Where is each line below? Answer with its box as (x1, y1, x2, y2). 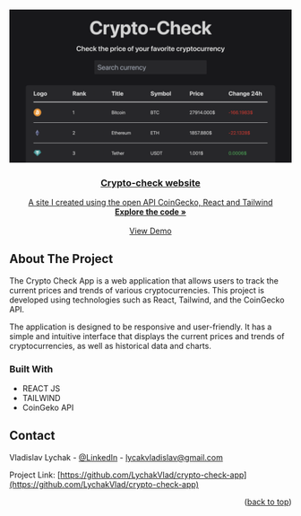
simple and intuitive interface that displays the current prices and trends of (9, 330, 285, 341)
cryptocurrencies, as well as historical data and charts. (9, 340, 212, 351)
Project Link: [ (9, 469, 61, 480)
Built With (9, 363, 54, 375)
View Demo (129, 225, 172, 236)
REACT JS (21, 383, 61, 394)
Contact (9, 428, 56, 443)
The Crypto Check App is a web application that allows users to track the (9, 275, 279, 286)
